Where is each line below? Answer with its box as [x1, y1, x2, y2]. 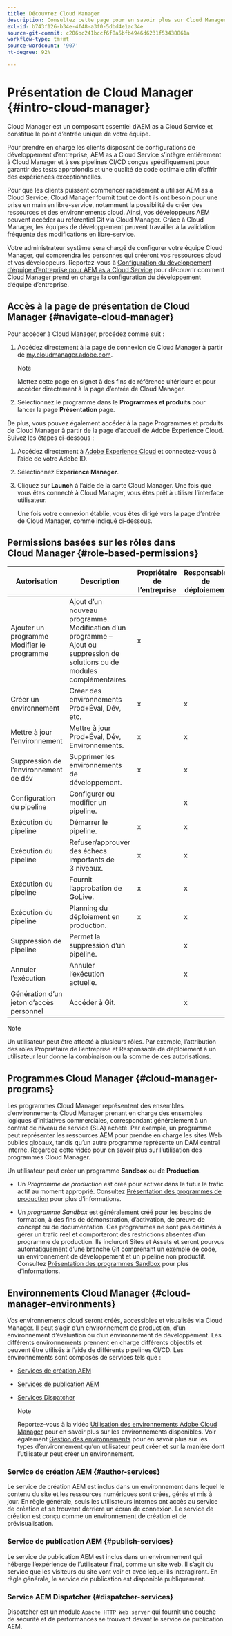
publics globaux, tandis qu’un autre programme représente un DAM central [7, 1139, 220, 1147]
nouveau [69, 605, 98, 615]
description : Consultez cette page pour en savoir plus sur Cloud [7, 17, 202, 24]
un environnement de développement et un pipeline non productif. [17, 1252, 206, 1261]
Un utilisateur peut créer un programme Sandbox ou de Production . [7, 1166, 202, 1175]
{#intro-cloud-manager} [7, 100, 151, 115]
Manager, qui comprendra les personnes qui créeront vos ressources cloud [7, 251, 222, 259]
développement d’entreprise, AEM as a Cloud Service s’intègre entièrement [7, 150, 222, 159]
